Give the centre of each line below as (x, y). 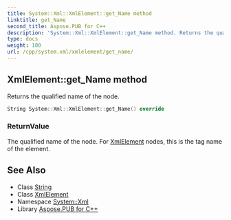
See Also (26, 170)
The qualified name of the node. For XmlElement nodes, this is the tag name (114, 141)
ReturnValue (28, 126)
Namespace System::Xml (53, 201)
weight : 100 (24, 45)
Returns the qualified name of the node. (64, 96)
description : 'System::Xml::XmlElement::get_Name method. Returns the (110, 33)
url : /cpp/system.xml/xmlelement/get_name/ (70, 52)
